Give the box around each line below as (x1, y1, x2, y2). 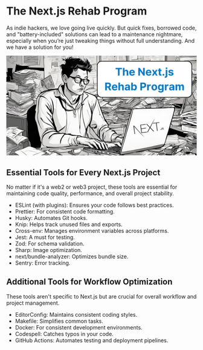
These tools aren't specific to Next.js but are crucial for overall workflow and (6, 293, 197, 300)
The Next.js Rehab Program (6, 4, 147, 18)
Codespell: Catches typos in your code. (14, 330, 114, 337)
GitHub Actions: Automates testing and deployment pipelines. (14, 337, 169, 344)
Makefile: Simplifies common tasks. (14, 317, 104, 325)
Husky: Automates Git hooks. (14, 215, 88, 222)
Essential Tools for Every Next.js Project (6, 167, 161, 178)
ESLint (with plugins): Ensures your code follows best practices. (14, 201, 174, 209)
